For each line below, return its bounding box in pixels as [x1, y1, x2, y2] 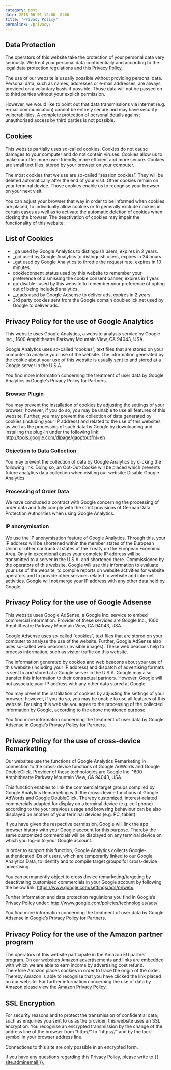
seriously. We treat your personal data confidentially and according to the [5, 60, 159, 66]
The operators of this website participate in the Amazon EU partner [5, 952, 146, 958]
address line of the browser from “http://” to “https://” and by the [5, 1028, 141, 1034]
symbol [5, 1034, 21, 1040]
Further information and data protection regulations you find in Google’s [5, 894, 155, 901]
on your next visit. [5, 188, 43, 194]
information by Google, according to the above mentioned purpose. [5, 707, 147, 713]
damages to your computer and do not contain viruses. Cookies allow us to [5, 151, 163, 157]
